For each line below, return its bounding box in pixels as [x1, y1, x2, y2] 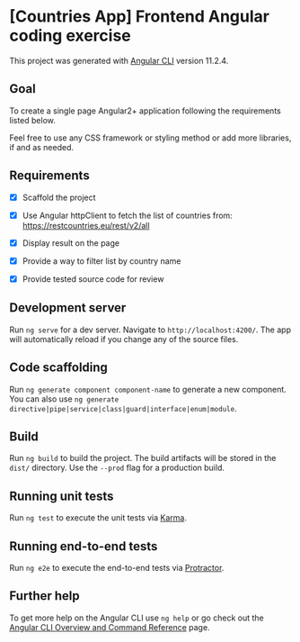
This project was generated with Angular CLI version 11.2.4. [9, 55, 229, 66]
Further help [9, 588, 81, 604]
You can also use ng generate [9, 393, 119, 404]
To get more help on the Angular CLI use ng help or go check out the [9, 612, 264, 623]
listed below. [9, 114, 57, 125]
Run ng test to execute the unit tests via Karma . [9, 512, 187, 523]
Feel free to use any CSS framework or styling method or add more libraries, [9, 132, 292, 143]
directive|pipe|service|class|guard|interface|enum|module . [9, 402, 237, 413]
